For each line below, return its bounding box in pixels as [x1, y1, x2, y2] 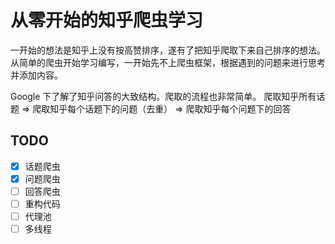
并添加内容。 [10, 69, 63, 81]
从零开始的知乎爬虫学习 [10, 9, 204, 32]
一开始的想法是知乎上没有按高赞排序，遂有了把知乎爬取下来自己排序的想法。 [10, 44, 326, 56]
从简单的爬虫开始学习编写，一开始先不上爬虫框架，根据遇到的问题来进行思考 [10, 56, 326, 68]
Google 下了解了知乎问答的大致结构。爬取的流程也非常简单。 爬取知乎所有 [10, 90, 317, 102]
